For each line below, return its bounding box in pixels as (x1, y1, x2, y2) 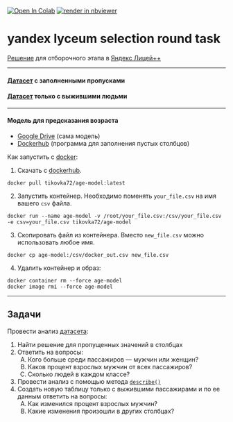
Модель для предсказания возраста (7, 117, 119, 125)
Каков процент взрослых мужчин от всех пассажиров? (27, 362, 193, 371)
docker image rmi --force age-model (7, 283, 113, 290)
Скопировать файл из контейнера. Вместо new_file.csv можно (17, 230, 205, 239)
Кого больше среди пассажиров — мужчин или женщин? (27, 355, 199, 364)
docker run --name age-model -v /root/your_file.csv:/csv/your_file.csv (7, 212, 222, 219)
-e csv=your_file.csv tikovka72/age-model (7, 219, 132, 226)
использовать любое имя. (17, 238, 95, 246)
